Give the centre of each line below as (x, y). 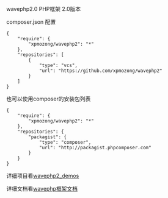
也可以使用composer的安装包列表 (49, 99)
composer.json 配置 (31, 22)
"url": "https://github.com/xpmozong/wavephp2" (101, 71)
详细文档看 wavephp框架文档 (42, 189)
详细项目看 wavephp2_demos (43, 176)
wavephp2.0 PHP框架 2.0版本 (44, 9)
